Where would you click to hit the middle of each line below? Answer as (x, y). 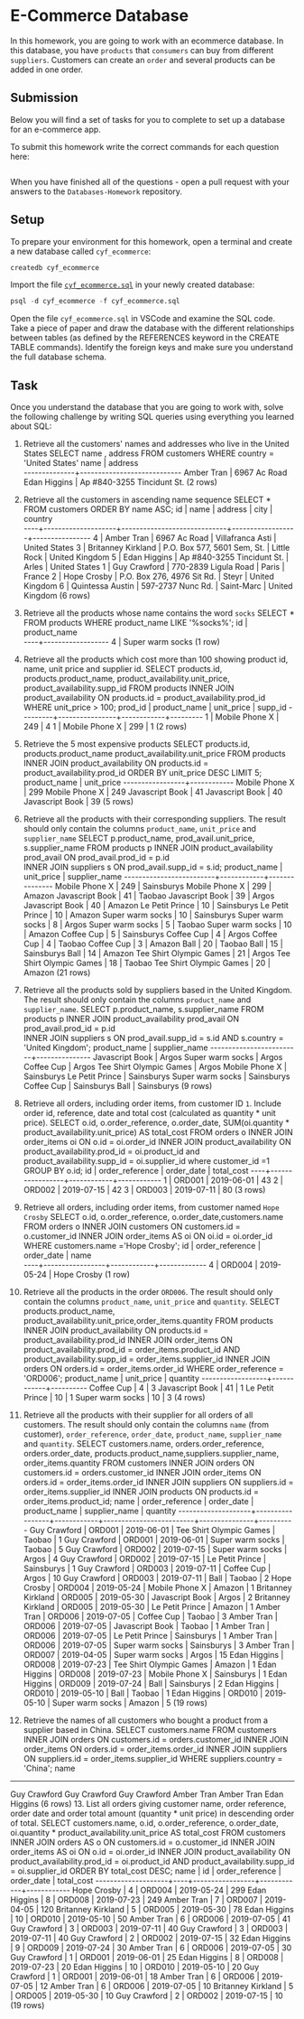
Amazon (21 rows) (57, 972)
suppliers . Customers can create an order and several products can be (143, 60)
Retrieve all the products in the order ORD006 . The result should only (148, 1292)
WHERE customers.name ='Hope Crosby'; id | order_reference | (142, 1246)
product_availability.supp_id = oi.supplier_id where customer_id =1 (146, 1161)
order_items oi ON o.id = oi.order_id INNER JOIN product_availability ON (157, 1142)
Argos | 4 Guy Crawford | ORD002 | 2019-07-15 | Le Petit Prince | (145, 1559)
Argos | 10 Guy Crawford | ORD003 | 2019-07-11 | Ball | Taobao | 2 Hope (157, 1578)
